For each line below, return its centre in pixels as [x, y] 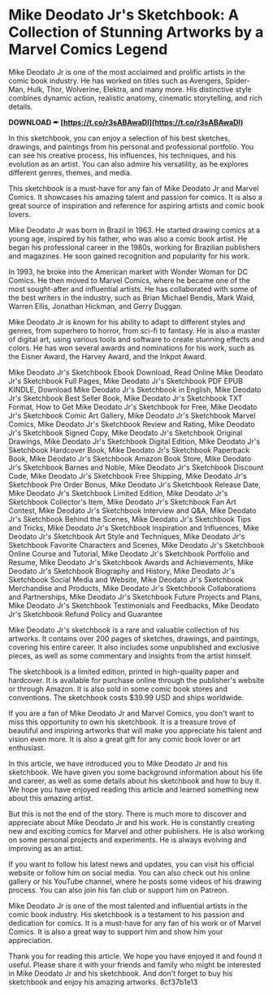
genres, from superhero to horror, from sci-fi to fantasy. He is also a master [134, 330]
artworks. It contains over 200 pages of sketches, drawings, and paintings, [134, 638]
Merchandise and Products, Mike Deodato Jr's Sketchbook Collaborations [132, 588]
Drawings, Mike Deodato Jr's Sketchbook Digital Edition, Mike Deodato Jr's [134, 441]
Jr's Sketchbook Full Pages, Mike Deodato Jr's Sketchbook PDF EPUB [126, 380]
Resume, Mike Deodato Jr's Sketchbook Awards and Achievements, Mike [131, 562]
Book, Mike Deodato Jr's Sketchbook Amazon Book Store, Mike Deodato [130, 458]
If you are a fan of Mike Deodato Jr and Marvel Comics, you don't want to [131, 713]
